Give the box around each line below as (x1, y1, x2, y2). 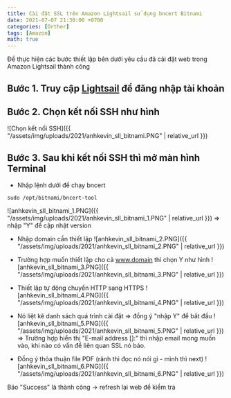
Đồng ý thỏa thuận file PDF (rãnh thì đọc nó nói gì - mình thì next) (17, 355, 204, 363)
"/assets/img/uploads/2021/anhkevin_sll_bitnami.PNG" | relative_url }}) (7, 132, 208, 140)
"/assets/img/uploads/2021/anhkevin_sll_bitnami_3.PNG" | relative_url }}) (17, 270, 225, 279)
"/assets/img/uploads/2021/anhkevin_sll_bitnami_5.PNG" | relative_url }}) (17, 327, 224, 335)
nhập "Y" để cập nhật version (7, 221, 91, 230)
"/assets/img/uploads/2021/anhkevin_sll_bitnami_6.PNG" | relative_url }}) (17, 370, 225, 378)
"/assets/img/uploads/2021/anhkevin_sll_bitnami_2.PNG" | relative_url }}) (17, 242, 225, 250)
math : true (7, 36, 39, 43)
